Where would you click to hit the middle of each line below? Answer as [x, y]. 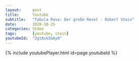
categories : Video [25, 29]
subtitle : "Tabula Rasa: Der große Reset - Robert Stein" [70, 19]
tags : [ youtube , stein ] [37, 34]
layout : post [24, 10]
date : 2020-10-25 [30, 24]
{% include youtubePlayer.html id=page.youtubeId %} [61, 53]
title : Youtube [27, 15]
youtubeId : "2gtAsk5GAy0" [34, 39]
